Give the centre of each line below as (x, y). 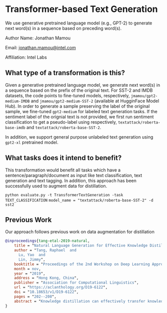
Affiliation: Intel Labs (26, 57)
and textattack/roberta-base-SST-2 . (64, 127)
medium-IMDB (17, 101)
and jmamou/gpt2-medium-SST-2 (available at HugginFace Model (95, 101)
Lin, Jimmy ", (32, 259)
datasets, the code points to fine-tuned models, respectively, (68, 95)
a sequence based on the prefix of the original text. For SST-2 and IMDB (79, 90)
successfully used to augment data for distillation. (56, 186)
